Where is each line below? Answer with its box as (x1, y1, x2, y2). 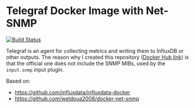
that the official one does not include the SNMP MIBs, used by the (6, 60, 166, 67)
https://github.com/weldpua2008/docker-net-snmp (14, 95, 140, 102)
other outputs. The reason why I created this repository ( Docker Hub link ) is (6, 53, 189, 60)
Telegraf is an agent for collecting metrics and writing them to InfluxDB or (6, 47, 184, 54)
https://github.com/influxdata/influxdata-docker (14, 89, 130, 96)
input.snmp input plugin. (6, 66, 65, 73)
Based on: (6, 77, 31, 85)
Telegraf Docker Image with (6, 4, 144, 18)
